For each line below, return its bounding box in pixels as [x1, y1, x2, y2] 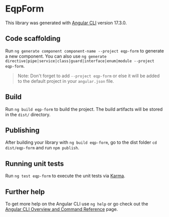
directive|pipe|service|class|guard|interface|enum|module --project [5, 59, 155, 64]
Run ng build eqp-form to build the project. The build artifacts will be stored [5, 106, 163, 112]
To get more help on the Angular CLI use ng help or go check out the [5, 201, 148, 207]
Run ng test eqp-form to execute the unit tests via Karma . [5, 173, 126, 179]
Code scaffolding [5, 34, 61, 43]
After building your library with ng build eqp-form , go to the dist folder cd [5, 139, 157, 145]
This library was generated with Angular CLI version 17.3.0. [5, 20, 127, 26]
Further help [5, 187, 45, 196]
